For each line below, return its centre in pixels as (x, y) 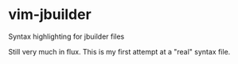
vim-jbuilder (50, 15)
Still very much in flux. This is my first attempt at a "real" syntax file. (119, 51)
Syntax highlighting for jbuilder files (66, 36)
